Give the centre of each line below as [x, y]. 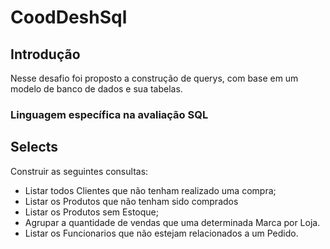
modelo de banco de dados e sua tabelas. [96, 89]
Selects [34, 147]
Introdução [45, 54]
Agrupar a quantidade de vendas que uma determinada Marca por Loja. [172, 222]
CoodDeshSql [69, 17]
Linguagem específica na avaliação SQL [109, 114]
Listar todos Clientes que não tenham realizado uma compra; [150, 190]
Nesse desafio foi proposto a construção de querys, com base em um [154, 78]
